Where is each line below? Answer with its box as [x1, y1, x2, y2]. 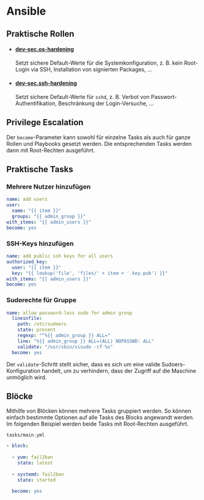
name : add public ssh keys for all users [6, 253, 114, 259]
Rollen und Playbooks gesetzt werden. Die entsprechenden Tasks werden [6, 140, 192, 147]
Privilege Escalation [6, 117, 84, 128]
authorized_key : [6, 258, 48, 265]
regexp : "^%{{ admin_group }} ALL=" [17, 333, 111, 339]
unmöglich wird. [6, 374, 47, 381]
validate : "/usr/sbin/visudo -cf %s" [17, 344, 114, 350]
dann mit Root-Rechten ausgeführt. [6, 147, 95, 154]
